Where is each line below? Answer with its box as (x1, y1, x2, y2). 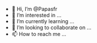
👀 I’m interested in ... (11, 12, 62, 19)
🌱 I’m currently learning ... (11, 18, 75, 24)
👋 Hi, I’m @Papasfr (11, 6, 58, 12)
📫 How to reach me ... (11, 31, 66, 37)
